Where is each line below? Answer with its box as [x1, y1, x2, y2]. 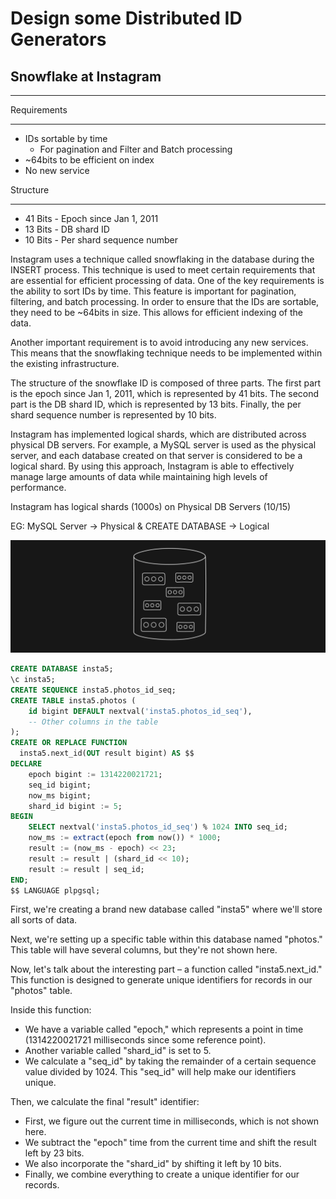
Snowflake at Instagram [10, 68, 162, 85]
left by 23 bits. [24, 1147, 85, 1159]
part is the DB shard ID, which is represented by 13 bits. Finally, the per [10, 398, 302, 410]
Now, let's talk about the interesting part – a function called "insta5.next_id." [10, 963, 323, 976]
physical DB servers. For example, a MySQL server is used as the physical [10, 439, 317, 451]
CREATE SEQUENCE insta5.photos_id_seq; [10, 685, 177, 695]
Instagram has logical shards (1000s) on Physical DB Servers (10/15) [10, 501, 292, 512]
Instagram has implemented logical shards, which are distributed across [10, 428, 307, 440]
